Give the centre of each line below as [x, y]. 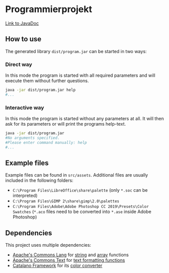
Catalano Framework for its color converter [57, 265]
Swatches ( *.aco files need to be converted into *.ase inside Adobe [82, 212]
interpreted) [25, 196]
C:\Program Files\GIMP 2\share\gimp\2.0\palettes [66, 201]
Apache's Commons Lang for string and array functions [71, 255]
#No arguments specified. [32, 138]
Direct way [19, 64]
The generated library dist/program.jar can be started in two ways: [76, 51]
